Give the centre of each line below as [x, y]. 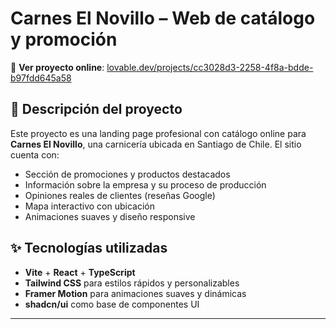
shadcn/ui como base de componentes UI [112, 304]
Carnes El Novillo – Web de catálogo [163, 18]
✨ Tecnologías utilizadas [89, 248]
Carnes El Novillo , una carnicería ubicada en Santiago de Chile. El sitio [156, 144]
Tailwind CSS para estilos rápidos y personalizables [132, 283]
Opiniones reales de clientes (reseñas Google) [120, 195]
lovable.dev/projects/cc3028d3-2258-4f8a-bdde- [210, 67]
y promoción [64, 39]
